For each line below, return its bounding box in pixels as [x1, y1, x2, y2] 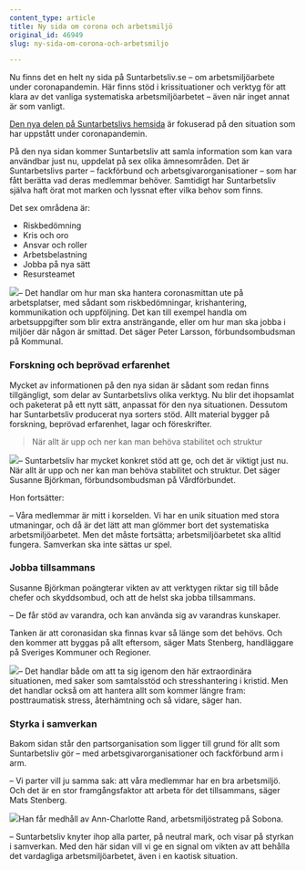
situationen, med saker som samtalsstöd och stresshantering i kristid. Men [9, 675, 289, 686]
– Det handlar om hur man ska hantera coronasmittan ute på [18, 288, 244, 299]
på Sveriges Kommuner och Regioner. [9, 646, 152, 657]
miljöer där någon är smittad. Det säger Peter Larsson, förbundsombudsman [9, 326, 296, 338]
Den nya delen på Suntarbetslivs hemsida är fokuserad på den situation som [9, 119, 296, 130]
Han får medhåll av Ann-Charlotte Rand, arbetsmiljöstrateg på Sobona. [18, 813, 284, 824]
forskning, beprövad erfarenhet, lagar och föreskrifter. [9, 418, 212, 429]
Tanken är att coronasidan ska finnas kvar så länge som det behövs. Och [9, 627, 283, 638]
